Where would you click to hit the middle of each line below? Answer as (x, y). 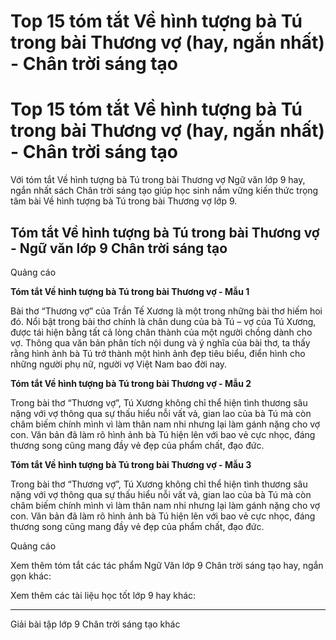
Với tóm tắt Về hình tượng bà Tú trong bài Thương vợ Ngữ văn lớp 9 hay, (158, 180)
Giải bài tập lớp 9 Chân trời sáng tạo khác (95, 624)
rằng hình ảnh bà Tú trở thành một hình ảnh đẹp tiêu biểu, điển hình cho (158, 353)
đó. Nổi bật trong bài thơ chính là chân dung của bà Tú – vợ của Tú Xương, (163, 321)
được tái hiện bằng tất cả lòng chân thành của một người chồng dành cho (161, 332)
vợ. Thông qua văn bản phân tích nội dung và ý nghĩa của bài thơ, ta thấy (160, 342)
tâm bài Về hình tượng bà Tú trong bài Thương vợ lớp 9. (124, 201)
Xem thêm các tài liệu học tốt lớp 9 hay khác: (103, 595)
